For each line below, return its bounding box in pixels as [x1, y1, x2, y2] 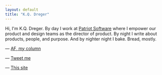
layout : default [5, 7, 38, 12]
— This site [5, 65, 28, 71]
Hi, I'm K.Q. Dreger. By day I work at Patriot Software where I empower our [5, 25, 156, 31]
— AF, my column [5, 45, 41, 51]
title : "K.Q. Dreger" [5, 12, 50, 17]
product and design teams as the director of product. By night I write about [5, 31, 157, 37]
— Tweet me [5, 55, 31, 61]
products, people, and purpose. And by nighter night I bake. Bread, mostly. [5, 36, 157, 42]
